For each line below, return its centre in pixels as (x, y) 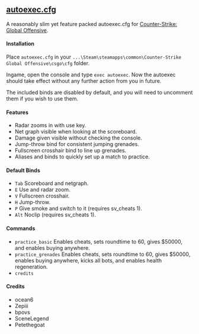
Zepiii (21, 306)
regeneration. (31, 267)
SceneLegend (32, 318)
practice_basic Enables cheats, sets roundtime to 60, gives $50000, (98, 241)
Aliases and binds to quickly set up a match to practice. (82, 157)
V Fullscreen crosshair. (42, 196)
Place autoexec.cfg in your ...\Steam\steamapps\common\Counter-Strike (94, 57)
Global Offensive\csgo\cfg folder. (48, 63)
